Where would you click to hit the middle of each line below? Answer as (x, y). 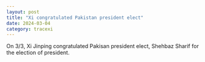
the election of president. (38, 53)
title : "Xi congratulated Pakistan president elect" (75, 18)
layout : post (23, 12)
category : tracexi (30, 29)
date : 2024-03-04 (28, 23)
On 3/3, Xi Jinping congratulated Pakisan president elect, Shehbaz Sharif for (102, 46)
